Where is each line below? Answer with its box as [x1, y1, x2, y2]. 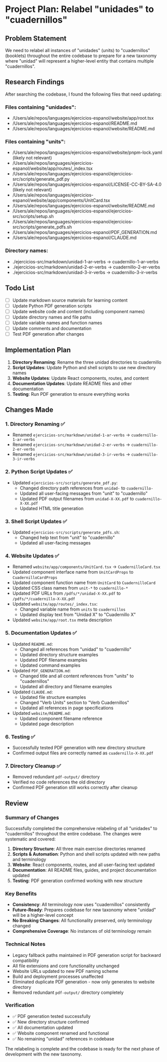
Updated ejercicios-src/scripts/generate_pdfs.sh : [12, 529, 120, 536]
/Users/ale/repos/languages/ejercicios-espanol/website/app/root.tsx [12, 115, 154, 121]
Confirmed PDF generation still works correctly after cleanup [12, 784, 138, 790]
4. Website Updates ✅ [5, 552, 60, 559]
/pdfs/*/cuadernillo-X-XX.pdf [12, 597, 76, 602]
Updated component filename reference [19, 715, 103, 721]
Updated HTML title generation [19, 505, 84, 511]
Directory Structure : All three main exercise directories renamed [12, 846, 146, 852]
